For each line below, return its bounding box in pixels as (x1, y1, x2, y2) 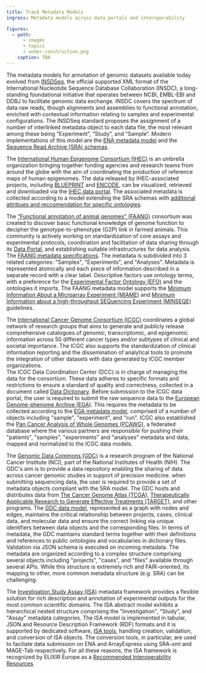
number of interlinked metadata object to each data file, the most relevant (6, 124, 193, 131)
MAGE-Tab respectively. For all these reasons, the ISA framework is (6, 647, 177, 654)
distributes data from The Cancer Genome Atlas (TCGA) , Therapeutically (6, 491, 190, 498)
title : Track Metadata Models (6, 9, 84, 15)
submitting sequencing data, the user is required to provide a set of (6, 478, 177, 486)
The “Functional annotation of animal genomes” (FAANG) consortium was (6, 213, 193, 220)
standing (6, 90, 29, 98)
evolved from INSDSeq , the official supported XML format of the (6, 77, 169, 85)
